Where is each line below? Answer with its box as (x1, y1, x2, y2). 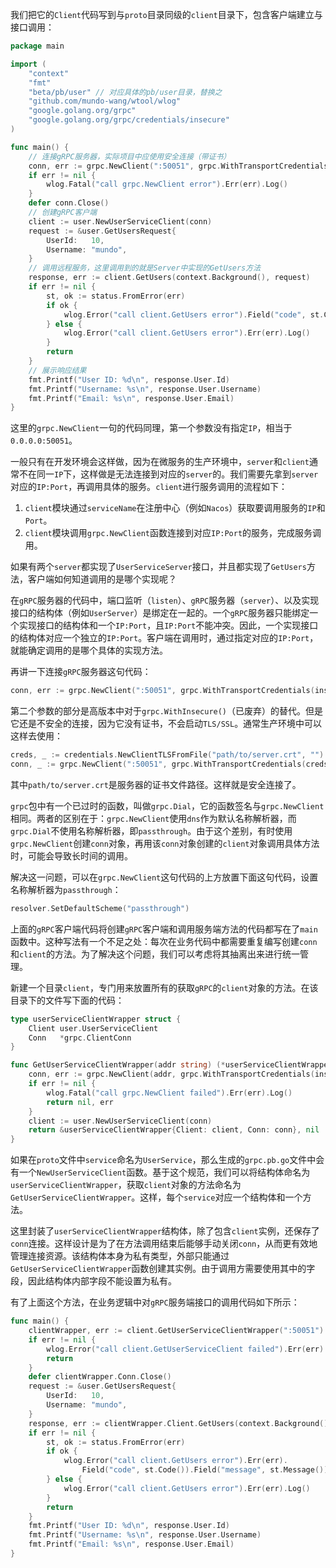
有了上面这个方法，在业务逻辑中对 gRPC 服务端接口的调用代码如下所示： (10, 1296, 300, 1308)
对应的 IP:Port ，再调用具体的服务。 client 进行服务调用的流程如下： (10, 481, 288, 493)
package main (10, 41, 65, 51)
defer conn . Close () (28, 198, 110, 208)
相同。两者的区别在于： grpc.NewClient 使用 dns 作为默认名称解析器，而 (10, 812, 297, 824)
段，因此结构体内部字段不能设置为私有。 (10, 1275, 177, 1287)
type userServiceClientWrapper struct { (10, 1014, 182, 1024)
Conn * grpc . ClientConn (28, 1033, 132, 1043)
